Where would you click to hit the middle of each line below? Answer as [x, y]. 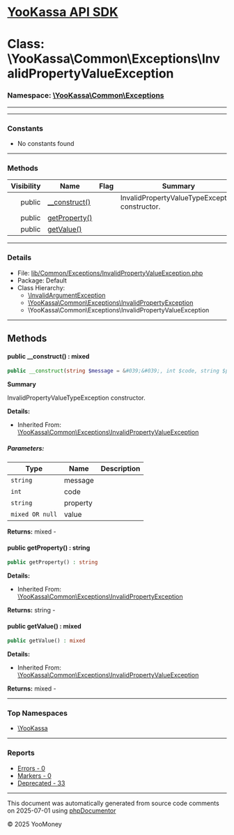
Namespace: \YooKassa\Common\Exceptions [86, 96]
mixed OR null [34, 514]
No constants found [46, 143]
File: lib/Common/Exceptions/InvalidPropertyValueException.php [110, 273]
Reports [21, 753]
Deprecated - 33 [41, 783]
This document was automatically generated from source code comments [113, 803]
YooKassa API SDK [63, 12]
